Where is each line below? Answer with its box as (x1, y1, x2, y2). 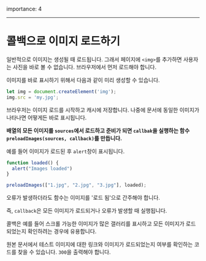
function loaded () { (6, 159, 59, 166)
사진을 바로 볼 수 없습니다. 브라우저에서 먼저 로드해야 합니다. (12, 63, 157, 70)
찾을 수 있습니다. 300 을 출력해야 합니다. (17, 248, 112, 256)
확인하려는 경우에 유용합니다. (27, 228, 97, 235)
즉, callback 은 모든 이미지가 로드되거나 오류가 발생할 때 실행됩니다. (6, 207, 167, 214)
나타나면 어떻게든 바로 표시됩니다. (6, 113, 87, 121)
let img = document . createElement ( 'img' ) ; (6, 88, 116, 94)
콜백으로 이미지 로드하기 (6, 34, 121, 48)
